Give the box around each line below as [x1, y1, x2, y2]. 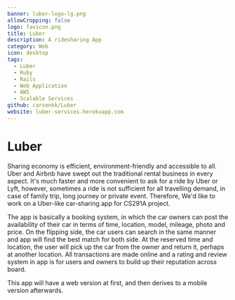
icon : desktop [7, 50, 49, 57]
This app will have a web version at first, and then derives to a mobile [7, 278, 208, 287]
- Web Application [13, 82, 68, 89]
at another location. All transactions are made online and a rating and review [7, 250, 228, 259]
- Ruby [13, 69, 33, 76]
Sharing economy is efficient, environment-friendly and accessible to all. [7, 162, 217, 170]
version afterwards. [7, 286, 64, 294]
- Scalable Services [13, 96, 74, 103]
